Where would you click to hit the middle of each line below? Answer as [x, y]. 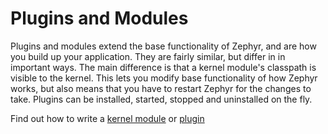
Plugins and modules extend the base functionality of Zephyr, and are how [163, 46]
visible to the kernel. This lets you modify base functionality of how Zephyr [164, 78]
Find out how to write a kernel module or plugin [107, 118]
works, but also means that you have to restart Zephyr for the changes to [161, 88]
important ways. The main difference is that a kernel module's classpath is [163, 67]
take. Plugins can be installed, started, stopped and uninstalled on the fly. [161, 99]
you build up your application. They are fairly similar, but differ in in [148, 56]
